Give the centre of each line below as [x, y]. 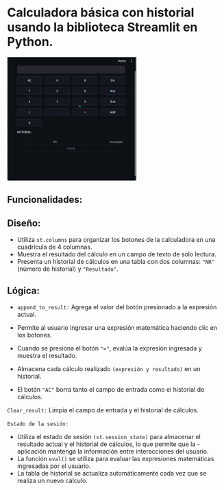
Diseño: [24, 223]
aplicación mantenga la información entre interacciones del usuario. [113, 452]
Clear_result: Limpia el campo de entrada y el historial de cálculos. [103, 410]
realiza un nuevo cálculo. [52, 481]
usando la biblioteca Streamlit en [102, 27]
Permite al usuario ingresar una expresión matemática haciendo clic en [117, 328]
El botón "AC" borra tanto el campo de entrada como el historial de [111, 390]
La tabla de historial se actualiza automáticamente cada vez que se [112, 474]
